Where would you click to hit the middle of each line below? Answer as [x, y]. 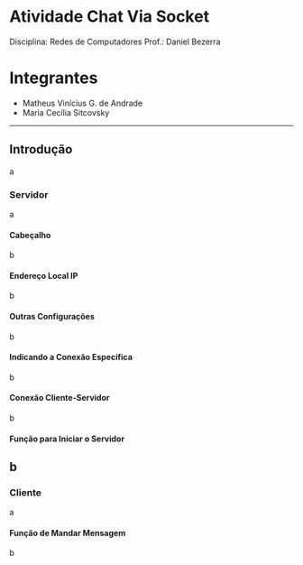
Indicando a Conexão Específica [71, 357]
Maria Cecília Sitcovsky [66, 112]
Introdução [41, 149]
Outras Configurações [52, 316]
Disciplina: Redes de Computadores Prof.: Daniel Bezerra [115, 42]
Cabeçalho [30, 235]
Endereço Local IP [44, 275]
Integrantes [54, 78]
